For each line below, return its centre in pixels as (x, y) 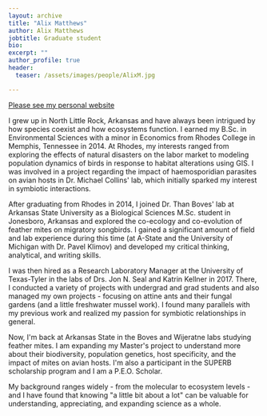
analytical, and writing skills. (55, 255)
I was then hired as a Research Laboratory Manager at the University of (126, 270)
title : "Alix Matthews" (48, 23)
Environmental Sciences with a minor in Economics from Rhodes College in (132, 138)
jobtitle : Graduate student (55, 38)
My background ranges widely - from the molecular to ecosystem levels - (129, 386)
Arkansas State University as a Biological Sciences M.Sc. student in (120, 212)
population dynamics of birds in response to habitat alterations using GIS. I (131, 163)
